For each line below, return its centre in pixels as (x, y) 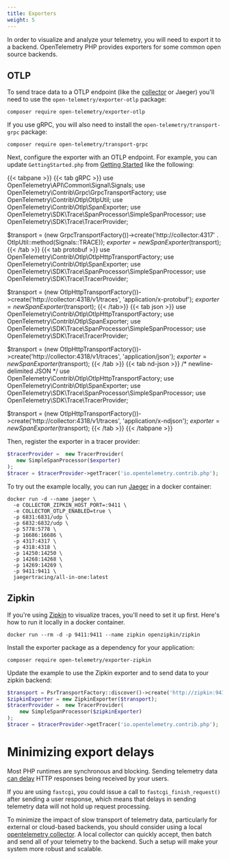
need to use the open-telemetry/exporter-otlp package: (87, 100)
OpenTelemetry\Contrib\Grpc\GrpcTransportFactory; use (87, 192)
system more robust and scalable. (55, 848)
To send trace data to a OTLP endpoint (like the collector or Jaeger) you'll (111, 92)
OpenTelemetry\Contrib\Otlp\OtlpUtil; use (65, 200)
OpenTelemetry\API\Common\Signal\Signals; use (76, 185)
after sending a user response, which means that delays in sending (102, 799)
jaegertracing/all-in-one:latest (61, 577)
